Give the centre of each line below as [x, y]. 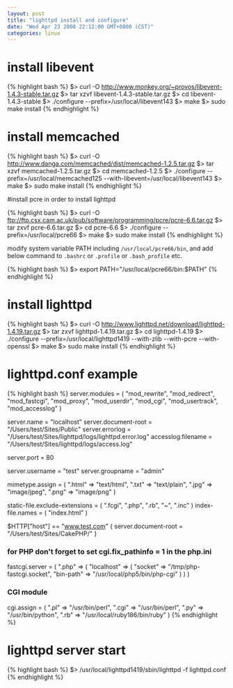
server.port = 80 [31, 457]
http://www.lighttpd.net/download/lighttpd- [163, 324]
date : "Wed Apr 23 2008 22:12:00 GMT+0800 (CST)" [81, 26]
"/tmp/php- [184, 567]
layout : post [26, 14]
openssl [18, 346]
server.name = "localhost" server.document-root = [80, 422]
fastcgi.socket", [30, 574]
